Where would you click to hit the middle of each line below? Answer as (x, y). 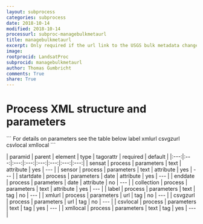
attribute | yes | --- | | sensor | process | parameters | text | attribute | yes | (99, 170)
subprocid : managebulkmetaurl (44, 62)
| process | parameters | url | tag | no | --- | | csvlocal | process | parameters (101, 202)
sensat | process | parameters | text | (135, 163)
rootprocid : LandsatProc (37, 57)
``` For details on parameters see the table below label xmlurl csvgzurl (93, 139)
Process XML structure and (76, 109)
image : (14, 51)
